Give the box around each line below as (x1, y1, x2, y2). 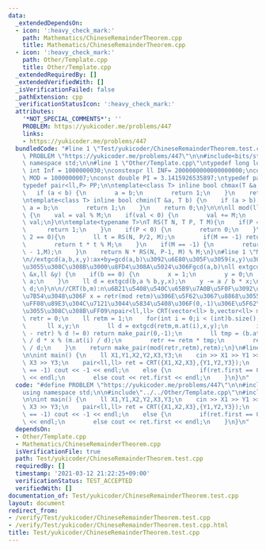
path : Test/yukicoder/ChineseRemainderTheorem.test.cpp (15, 454, 203, 463)
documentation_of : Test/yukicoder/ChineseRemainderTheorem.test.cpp (8, 492, 239, 500)
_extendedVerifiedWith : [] (15, 78, 104, 86)
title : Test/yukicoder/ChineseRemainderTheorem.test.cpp (8, 529, 200, 537)
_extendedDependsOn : (15, 19, 83, 27)
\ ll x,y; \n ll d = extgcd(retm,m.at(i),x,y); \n (22, 322, 228, 330)
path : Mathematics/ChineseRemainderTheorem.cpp (22, 33, 182, 42)
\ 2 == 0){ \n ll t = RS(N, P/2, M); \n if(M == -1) (22, 234, 243, 242)
